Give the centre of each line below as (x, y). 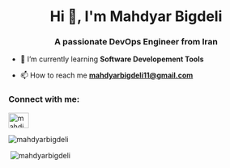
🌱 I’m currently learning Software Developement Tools (112, 59)
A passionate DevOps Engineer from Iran (136, 42)
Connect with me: (44, 99)
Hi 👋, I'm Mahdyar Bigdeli (136, 17)
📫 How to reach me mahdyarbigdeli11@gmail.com (106, 75)
